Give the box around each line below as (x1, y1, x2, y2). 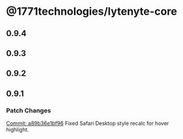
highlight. (6, 126, 29, 133)
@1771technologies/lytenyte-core (6, 5, 178, 18)
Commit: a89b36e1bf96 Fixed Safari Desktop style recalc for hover (6, 120, 169, 127)
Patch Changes (6, 106, 52, 114)
